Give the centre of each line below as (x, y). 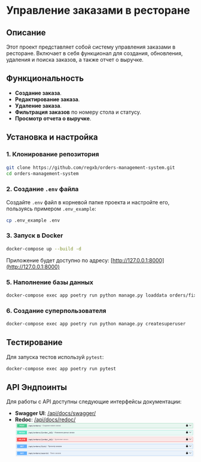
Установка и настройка (52, 138)
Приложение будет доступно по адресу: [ (60, 260)
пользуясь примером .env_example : (51, 209)
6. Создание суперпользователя (56, 310)
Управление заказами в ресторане (98, 10)
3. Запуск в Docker (35, 235)
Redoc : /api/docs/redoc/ (45, 419)
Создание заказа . (38, 93)
